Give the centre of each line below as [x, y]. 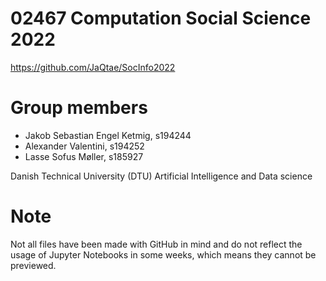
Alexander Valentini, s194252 [84, 146]
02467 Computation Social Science [161, 18]
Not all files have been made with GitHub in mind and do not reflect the [156, 244]
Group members [79, 108]
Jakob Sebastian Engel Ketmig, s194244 [108, 135]
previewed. [33, 265]
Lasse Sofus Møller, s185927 [84, 156]
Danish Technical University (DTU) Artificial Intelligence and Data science [161, 176]
